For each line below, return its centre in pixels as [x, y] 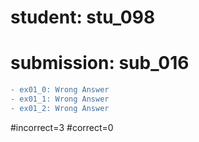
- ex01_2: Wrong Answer [60, 108]
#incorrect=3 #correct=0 [62, 127]
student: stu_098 [83, 17]
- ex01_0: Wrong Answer [60, 90]
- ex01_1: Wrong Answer [60, 99]
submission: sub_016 [100, 63]
